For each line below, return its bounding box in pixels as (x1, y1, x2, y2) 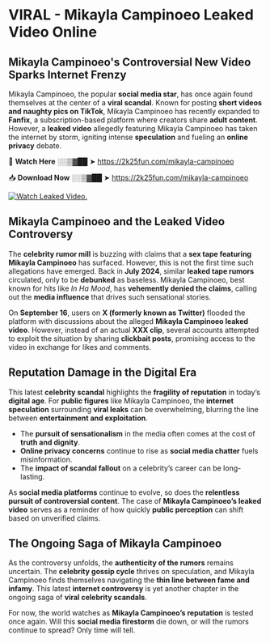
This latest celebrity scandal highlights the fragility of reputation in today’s (8, 387, 261, 397)
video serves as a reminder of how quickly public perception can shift (8, 505, 244, 514)
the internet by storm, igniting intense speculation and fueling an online (8, 132, 249, 142)
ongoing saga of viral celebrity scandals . (8, 593, 147, 603)
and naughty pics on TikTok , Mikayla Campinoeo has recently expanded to (8, 107, 260, 116)
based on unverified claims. (8, 513, 101, 523)
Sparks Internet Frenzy (8, 67, 127, 82)
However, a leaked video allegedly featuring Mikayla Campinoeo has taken (8, 124, 258, 133)
